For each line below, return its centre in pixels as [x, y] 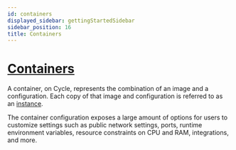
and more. [22, 140]
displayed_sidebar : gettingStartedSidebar [71, 21]
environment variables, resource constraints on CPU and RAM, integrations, [118, 133]
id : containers [30, 14]
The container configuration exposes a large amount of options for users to [118, 117]
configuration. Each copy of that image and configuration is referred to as [115, 96]
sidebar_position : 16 [39, 27]
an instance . [26, 104]
